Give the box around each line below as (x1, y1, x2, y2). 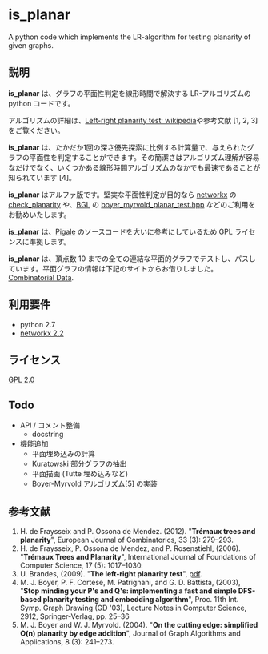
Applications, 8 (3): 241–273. (19, 637, 114, 646)
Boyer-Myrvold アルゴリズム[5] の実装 (31, 479, 158, 489)
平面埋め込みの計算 (31, 449, 96, 459)
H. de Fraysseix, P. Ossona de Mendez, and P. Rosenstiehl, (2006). (19, 544, 242, 553)
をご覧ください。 (8, 126, 65, 135)
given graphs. (8, 40, 54, 50)
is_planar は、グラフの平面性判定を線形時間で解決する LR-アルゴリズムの (8, 88, 251, 98)
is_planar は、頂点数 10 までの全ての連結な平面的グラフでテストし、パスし (8, 254, 256, 263)
